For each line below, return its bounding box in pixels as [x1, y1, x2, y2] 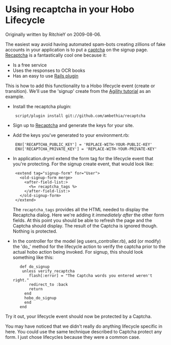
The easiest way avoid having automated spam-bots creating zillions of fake [5, 41, 166, 47]
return [29, 286, 43, 291]
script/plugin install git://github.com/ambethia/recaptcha [15, 113, 146, 118]
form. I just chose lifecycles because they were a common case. [5, 334, 140, 340]
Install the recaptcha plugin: [12, 103, 71, 109]
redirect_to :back [29, 282, 68, 287]
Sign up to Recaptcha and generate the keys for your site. [12, 122, 134, 128]
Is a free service [12, 62, 47, 68]
